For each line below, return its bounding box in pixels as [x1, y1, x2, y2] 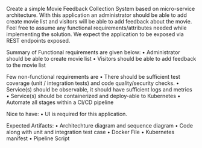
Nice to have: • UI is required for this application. [6, 111, 128, 117]
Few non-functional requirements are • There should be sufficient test [6, 73, 181, 80]
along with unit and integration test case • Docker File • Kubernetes [6, 129, 175, 135]
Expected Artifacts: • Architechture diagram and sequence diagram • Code [6, 122, 193, 129]
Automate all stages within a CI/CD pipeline [6, 99, 114, 106]
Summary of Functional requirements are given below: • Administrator [6, 49, 180, 56]
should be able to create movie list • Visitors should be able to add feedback [6, 55, 197, 62]
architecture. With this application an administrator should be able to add [6, 11, 187, 19]
